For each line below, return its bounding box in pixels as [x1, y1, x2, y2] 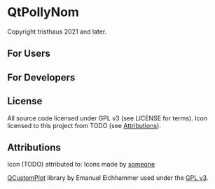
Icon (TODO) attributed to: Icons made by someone [7, 160, 155, 169]
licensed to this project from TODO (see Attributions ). [7, 121, 161, 129]
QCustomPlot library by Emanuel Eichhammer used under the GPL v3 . [7, 174, 209, 182]
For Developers [7, 71, 76, 83]
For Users [7, 48, 51, 59]
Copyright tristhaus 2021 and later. [7, 27, 107, 36]
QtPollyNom [7, 4, 79, 20]
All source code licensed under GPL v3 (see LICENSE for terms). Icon [7, 113, 208, 122]
